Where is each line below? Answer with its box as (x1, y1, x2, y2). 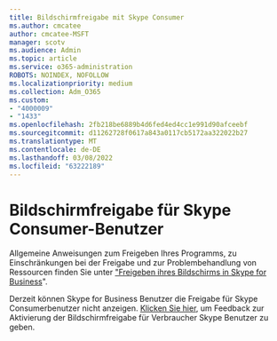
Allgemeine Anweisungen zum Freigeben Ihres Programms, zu (9, 248, 237, 258)
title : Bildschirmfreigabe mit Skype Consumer (9, 12, 185, 22)
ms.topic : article (9, 54, 77, 63)
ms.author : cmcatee (9, 21, 82, 30)
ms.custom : (9, 95, 50, 105)
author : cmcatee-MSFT (9, 29, 90, 38)
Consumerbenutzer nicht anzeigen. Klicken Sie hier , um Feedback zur (9, 303, 265, 313)
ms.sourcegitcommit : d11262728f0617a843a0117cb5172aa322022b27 (9, 129, 249, 138)
